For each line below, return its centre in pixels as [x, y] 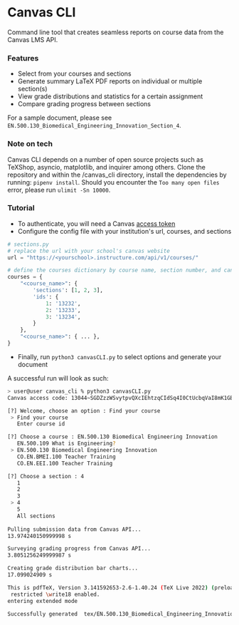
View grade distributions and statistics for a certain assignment [110, 96]
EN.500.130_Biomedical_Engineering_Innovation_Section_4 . [94, 125]
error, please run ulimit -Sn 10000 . [59, 190]
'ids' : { [46, 296]
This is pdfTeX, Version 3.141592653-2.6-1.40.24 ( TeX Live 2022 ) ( [111, 588]
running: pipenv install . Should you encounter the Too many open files [113, 182]
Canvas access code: [38, 398]
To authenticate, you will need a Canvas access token [96, 223]
